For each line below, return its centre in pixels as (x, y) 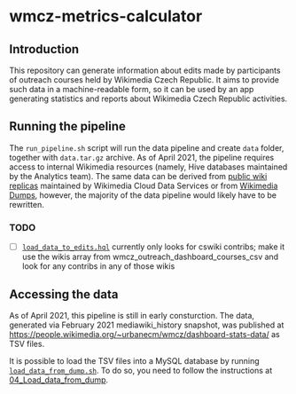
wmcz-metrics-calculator (106, 16)
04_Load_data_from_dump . (59, 380)
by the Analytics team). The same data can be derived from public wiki (138, 176)
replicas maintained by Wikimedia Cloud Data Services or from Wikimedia (144, 185)
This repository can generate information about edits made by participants (145, 70)
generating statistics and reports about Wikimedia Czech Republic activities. (148, 98)
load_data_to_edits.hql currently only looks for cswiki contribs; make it (153, 247)
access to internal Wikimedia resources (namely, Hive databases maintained (148, 167)
